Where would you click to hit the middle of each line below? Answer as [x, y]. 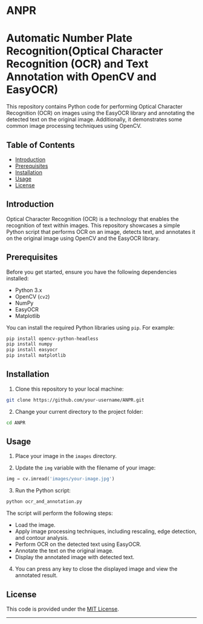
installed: [18, 278]
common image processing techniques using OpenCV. [74, 126]
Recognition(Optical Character [85, 51]
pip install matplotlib [36, 356]
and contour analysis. [42, 538]
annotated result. [36, 576]
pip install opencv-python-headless [52, 339]
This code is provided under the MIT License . [63, 609]
